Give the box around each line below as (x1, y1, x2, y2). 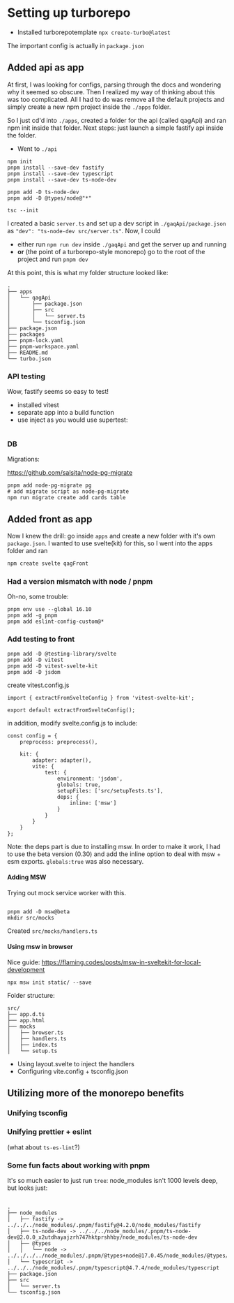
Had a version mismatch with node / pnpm (7, 576, 153, 586)
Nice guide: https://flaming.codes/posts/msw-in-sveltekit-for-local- (7, 958, 202, 966)
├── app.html (7, 1017, 45, 1024)
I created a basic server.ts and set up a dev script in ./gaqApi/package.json (7, 219, 226, 228)
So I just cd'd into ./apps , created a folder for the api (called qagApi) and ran (7, 116, 226, 124)
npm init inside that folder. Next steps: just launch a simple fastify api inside (7, 124, 224, 132)
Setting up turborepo (7, 5, 131, 21)
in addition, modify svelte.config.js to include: (7, 719, 138, 727)
